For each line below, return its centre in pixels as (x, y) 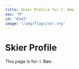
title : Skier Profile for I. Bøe (40, 10)
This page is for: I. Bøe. (29, 62)
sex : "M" (14, 14)
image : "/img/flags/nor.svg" (35, 23)
